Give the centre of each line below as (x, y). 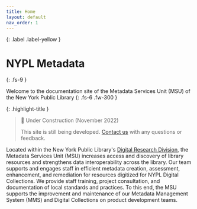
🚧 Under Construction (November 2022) (70, 120)
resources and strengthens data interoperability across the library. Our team (99, 162)
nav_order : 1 (22, 22)
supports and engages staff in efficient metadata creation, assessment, (93, 169)
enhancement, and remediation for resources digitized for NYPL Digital (92, 175)
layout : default (26, 17)
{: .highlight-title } (28, 109)
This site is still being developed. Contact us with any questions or (101, 132)
